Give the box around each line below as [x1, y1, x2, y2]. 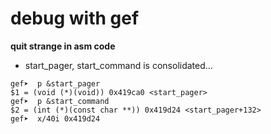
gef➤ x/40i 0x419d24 [10, 113, 101, 124]
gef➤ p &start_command [10, 96, 110, 106]
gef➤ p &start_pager [10, 78, 101, 89]
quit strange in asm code [10, 40, 116, 52]
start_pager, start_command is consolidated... [24, 59, 213, 71]
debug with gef [10, 7, 140, 30]
